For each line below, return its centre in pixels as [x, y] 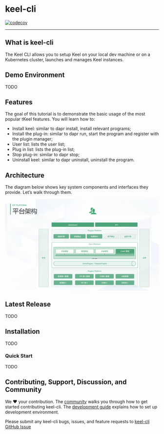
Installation [22, 332]
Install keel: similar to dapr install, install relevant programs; [72, 129]
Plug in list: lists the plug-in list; [43, 149]
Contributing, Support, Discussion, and [66, 382]
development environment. [32, 412]
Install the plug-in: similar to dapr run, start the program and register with [85, 134]
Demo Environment [35, 75]
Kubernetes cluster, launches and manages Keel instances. [64, 59]
